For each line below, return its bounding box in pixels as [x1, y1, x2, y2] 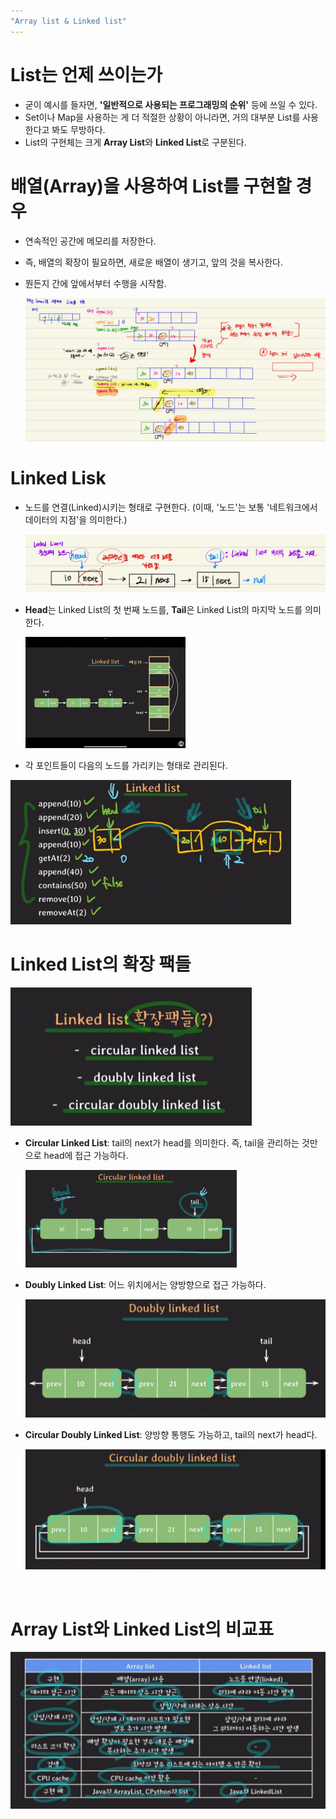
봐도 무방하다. [51, 123, 106, 135]
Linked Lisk [10, 467, 107, 490]
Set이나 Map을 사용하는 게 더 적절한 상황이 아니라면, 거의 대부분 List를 [24, 111, 301, 123]
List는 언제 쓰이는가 [10, 63, 163, 86]
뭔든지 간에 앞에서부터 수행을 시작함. [24, 277, 167, 289]
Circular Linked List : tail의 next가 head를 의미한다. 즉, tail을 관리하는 [24, 1137, 300, 1149]
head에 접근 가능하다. [43, 1150, 129, 1162]
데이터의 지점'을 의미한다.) [24, 514, 128, 526]
